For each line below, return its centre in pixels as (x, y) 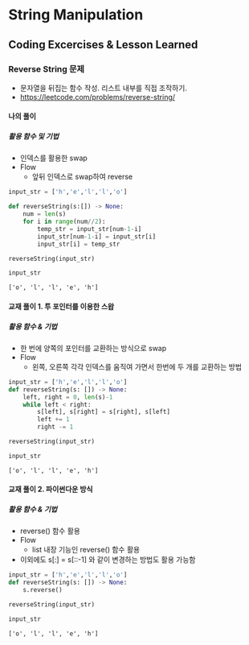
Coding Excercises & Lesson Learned (103, 45)
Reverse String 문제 (47, 68)
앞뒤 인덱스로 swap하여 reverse (82, 177)
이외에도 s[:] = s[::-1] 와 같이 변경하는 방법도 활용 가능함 (108, 560)
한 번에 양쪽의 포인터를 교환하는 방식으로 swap (93, 348)
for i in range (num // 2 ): (64, 222)
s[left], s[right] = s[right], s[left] (104, 412)
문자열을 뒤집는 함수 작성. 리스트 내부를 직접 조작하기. (103, 88)
